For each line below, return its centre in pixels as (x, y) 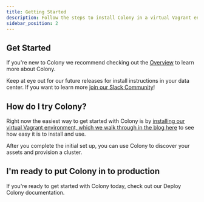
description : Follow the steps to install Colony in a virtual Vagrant (99, 18)
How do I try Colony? (46, 106)
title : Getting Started (36, 12)
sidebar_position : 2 (32, 23)
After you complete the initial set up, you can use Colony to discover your (98, 146)
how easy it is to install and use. (46, 134)
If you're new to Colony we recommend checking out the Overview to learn (100, 63)
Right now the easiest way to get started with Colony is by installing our (96, 121)
